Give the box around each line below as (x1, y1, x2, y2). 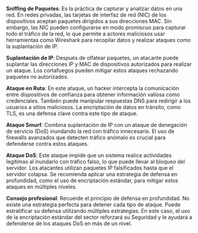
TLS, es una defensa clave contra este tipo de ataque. (6, 110, 138, 117)
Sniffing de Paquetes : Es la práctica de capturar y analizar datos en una (6, 5, 183, 12)
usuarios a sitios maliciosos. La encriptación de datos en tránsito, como (6, 104, 181, 110)
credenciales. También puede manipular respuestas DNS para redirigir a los (6, 97, 191, 104)
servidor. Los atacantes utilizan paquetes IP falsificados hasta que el (6, 164, 174, 171)
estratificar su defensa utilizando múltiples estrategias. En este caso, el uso (6, 208, 191, 214)
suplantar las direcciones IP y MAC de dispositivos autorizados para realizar (6, 60, 192, 68)
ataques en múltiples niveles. (6, 183, 78, 190)
